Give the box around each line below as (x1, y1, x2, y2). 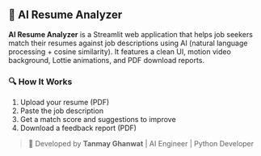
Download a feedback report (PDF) (19, 123, 137, 133)
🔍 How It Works (8, 76, 73, 87)
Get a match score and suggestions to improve (19, 115, 176, 124)
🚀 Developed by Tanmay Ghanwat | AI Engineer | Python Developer (27, 139, 255, 149)
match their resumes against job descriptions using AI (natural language (8, 38, 248, 48)
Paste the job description (19, 106, 103, 116)
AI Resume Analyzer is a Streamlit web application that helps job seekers (8, 29, 253, 39)
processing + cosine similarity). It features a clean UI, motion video (8, 46, 232, 57)
